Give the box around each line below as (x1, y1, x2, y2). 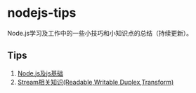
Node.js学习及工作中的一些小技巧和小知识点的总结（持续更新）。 (7, 29, 193, 37)
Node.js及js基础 (17, 69, 64, 78)
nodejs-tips (7, 5, 77, 21)
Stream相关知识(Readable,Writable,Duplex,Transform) (17, 78, 174, 86)
